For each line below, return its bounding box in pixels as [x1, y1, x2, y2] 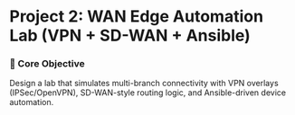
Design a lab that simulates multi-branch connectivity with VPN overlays [9, 78, 279, 89]
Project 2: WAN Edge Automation [9, 6, 264, 27]
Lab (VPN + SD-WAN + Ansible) [9, 25, 251, 46]
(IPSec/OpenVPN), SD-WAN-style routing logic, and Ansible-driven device [9, 87, 287, 98]
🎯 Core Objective [9, 57, 86, 70]
